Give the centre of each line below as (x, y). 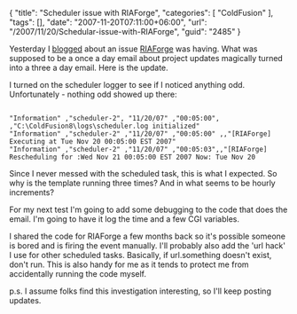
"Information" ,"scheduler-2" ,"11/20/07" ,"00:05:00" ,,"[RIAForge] (141, 134)
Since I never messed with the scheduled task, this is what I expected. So (143, 173)
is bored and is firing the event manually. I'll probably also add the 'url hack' (148, 246)
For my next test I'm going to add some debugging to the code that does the (148, 209)
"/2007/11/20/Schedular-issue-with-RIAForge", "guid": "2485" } (125, 31)
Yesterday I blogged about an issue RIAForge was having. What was (133, 49)
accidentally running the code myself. (78, 274)
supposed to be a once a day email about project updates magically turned (146, 58)
